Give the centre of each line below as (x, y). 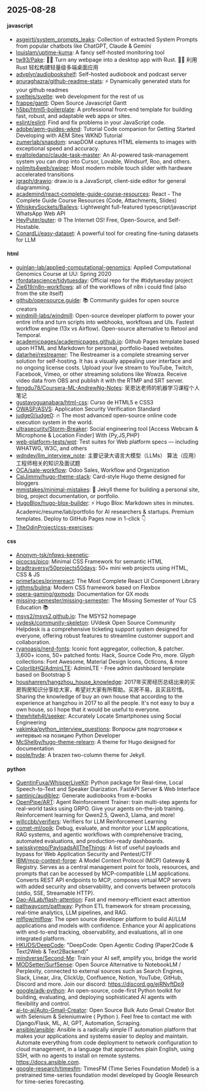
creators (26, 309)
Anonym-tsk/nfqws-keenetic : (53, 555)
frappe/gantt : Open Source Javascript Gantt (71, 103)
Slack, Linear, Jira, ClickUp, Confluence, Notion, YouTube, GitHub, (99, 978)
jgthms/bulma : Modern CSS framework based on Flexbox (88, 587)
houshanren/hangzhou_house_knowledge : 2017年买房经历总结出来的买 (105, 682)
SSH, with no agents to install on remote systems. (78, 1056)
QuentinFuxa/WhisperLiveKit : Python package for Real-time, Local (99, 783)
